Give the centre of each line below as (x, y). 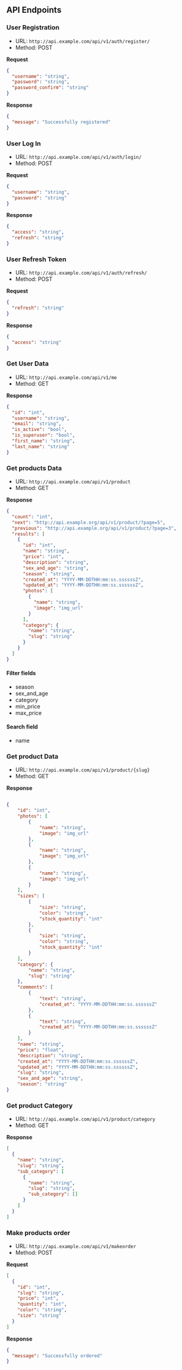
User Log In (24, 144)
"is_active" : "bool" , (40, 430)
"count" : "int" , (32, 517)
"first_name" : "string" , (44, 441)
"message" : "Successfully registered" (62, 122)
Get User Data (28, 364)
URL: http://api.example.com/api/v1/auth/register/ (82, 41)
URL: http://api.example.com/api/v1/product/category (85, 1119)
